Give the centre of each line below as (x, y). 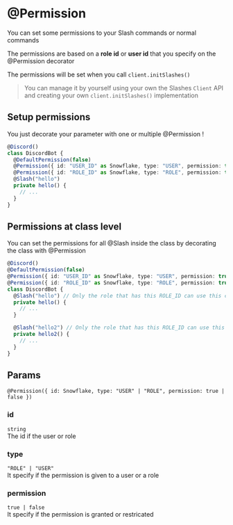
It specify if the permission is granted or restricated (80, 515)
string (17, 429)
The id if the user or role (42, 436)
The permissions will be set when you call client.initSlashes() (99, 74)
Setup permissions (49, 117)
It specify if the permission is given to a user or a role (83, 475)
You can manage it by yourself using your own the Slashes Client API (124, 88)
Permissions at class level (64, 226)
